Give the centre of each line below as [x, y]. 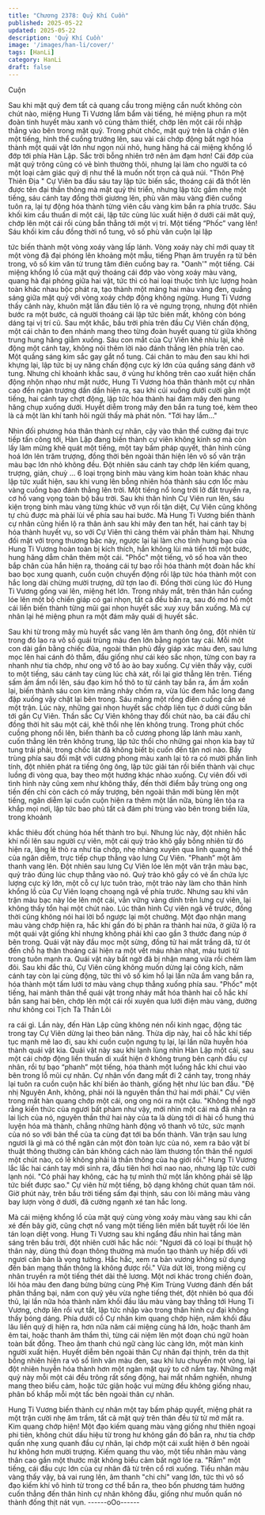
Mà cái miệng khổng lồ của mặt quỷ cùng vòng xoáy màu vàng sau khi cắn [130, 1217]
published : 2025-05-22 [45, 23]
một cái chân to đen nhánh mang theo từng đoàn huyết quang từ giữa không [132, 331]
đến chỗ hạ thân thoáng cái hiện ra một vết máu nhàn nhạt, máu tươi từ [124, 950]
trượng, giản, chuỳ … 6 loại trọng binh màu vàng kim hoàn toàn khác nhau [129, 473]
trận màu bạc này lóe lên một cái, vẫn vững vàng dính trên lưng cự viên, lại [130, 899]
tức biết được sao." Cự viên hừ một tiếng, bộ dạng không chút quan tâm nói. [132, 1185]
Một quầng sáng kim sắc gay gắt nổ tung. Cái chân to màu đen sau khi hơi [129, 356]
